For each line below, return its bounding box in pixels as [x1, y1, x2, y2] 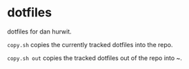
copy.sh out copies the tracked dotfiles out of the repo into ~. [7, 53, 183, 62]
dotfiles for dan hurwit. [7, 27, 72, 36]
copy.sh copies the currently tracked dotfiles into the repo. [7, 40, 173, 49]
